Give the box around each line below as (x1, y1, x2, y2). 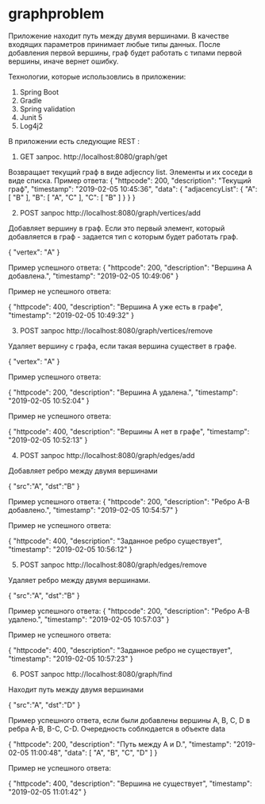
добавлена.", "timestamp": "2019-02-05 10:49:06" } (8, 271, 179, 281)
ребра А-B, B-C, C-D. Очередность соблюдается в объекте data (8, 724, 226, 733)
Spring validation (19, 104, 75, 114)
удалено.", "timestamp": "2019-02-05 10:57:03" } (8, 614, 170, 624)
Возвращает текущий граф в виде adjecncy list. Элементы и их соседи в (8, 167, 253, 177)
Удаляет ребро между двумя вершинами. (8, 575, 151, 585)
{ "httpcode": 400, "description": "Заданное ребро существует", (8, 536, 223, 546)
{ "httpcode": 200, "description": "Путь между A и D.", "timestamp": (8, 739, 232, 748)
